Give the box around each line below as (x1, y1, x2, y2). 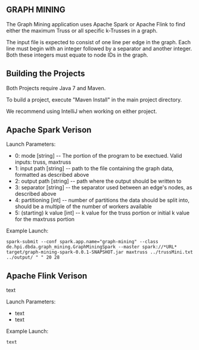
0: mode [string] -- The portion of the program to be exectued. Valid (14, 152, 182, 159)
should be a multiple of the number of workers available (14, 203, 152, 210)
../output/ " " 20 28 (6, 254, 60, 260)
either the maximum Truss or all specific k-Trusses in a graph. (6, 27, 158, 34)
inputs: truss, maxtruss (14, 158, 71, 166)
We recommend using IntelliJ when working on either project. (6, 108, 157, 115)
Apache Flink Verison (6, 271, 88, 281)
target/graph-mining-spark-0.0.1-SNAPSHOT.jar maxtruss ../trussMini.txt (6, 249, 194, 256)
